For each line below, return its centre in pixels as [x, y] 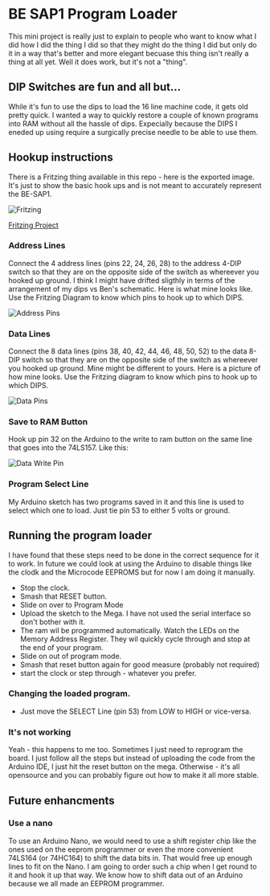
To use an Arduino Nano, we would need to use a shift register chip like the [133, 841]
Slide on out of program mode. [71, 656]
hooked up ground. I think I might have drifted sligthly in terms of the [122, 280]
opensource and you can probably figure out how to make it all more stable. [134, 775]
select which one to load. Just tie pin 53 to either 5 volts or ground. [119, 510]
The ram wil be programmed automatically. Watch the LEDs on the [129, 630]
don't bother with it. [53, 622]
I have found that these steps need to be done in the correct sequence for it [134, 554]
